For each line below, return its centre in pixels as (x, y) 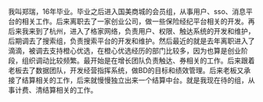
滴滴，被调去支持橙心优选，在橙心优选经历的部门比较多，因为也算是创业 (124, 51)
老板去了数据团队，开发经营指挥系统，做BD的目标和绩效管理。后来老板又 (126, 70)
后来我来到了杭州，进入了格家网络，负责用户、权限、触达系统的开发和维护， (131, 31)
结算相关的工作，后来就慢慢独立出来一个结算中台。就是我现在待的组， (135, 80)
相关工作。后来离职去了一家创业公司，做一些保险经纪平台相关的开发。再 (138, 21)
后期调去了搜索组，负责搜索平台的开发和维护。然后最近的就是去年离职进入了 (131, 41)
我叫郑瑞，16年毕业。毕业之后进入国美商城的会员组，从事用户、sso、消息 (127, 11)
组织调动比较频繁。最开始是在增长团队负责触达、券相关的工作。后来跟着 (138, 60)
